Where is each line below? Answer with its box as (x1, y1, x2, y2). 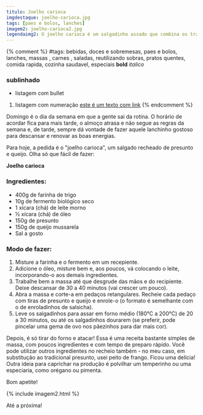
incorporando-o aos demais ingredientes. (14, 272, 119, 279)
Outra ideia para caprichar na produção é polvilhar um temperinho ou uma (6, 361, 192, 368)
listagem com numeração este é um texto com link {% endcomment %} (14, 101, 193, 109)
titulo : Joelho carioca (6, 8, 66, 15)
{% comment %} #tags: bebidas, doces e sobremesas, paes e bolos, (6, 48, 178, 55)
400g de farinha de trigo (14, 191, 77, 198)
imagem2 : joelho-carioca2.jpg (6, 25, 83, 32)
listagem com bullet (14, 90, 65, 97)
